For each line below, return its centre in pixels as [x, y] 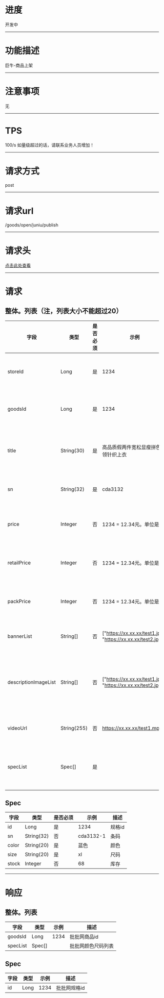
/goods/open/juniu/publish [32, 225]
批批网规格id [71, 988]
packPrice [19, 601]
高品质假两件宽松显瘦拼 [129, 447]
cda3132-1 [92, 836]
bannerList [20, 636]
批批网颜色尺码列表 [92, 946]
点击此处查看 [18, 265]
